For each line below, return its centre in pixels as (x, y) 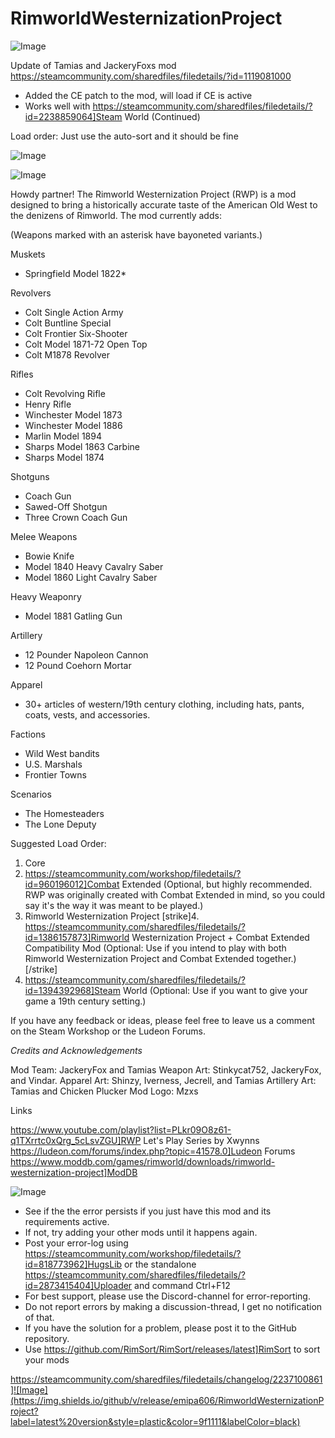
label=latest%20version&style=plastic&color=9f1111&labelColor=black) (155, 1421)
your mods (47, 1359)
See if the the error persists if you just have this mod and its (148, 1211)
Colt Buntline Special (68, 323)
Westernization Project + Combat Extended (220, 937)
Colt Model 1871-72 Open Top (86, 344)
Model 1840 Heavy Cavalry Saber (94, 566)
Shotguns (30, 476)
